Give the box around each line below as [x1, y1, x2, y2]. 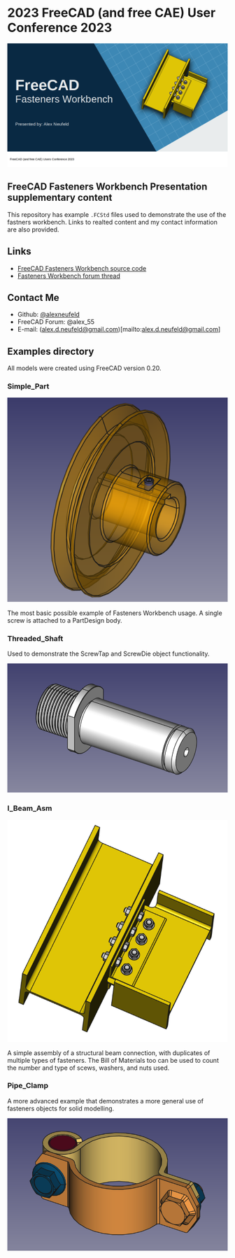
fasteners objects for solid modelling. [7, 1104, 115, 1112]
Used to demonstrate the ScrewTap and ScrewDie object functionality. [7, 649, 210, 658]
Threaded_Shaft [7, 634, 64, 643]
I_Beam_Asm [7, 803, 52, 813]
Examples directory [7, 345, 94, 358]
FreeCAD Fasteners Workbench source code [17, 264, 147, 272]
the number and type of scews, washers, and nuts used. [7, 1063, 170, 1072]
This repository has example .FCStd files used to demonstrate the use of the [7, 210, 227, 218]
